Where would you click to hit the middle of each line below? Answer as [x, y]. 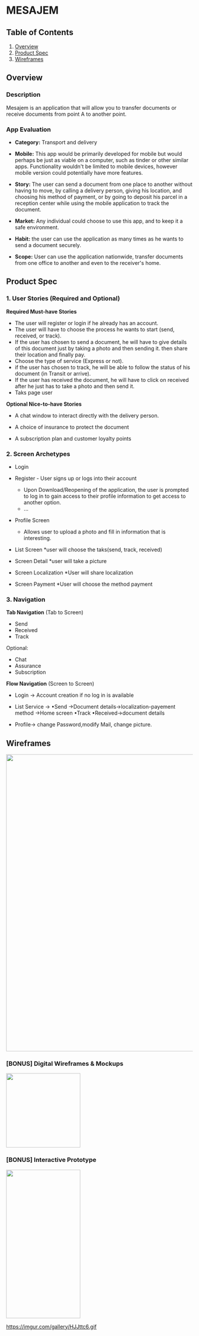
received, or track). [38, 336]
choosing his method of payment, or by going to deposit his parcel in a [101, 197]
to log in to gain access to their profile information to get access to [105, 496]
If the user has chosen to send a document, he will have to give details [101, 342]
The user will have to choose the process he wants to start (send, [94, 329]
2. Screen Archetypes [38, 454]
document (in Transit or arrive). [53, 373]
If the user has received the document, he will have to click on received [102, 380]
